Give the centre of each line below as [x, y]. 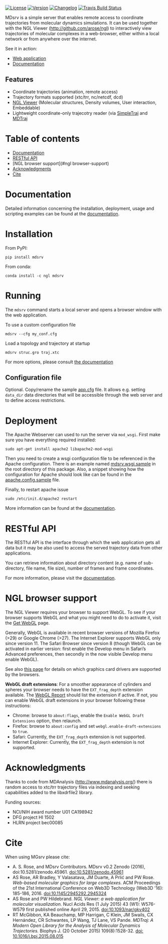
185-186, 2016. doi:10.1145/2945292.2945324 [59, 894]
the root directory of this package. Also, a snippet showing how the [75, 469]
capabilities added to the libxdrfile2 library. [49, 793]
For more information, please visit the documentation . [61, 578]
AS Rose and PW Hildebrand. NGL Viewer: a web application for [79, 899]
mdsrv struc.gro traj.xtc [32, 352]
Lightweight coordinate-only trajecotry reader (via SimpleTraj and [80, 113]
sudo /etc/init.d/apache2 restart [41, 499]
